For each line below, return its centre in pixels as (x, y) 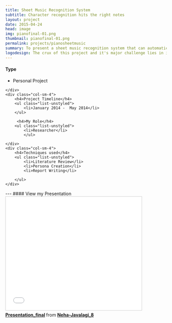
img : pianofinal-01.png (31, 34)
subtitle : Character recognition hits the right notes (65, 15)
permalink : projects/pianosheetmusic (46, 44)
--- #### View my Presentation (38, 193)
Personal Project (30, 80)
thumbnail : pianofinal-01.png (38, 39)
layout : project (23, 19)
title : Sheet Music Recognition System (48, 10)
